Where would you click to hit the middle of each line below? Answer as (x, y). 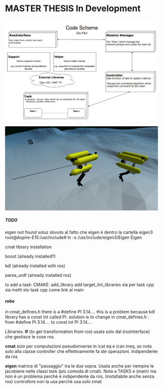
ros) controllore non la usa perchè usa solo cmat (53, 382)
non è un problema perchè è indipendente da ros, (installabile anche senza (80, 376)
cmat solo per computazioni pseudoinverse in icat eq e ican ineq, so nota (78, 346)
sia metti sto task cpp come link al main (44, 290)
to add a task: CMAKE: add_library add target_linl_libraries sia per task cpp (80, 285)
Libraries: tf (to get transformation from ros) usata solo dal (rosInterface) (78, 331)
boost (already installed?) (30, 256)
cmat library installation (28, 247)
